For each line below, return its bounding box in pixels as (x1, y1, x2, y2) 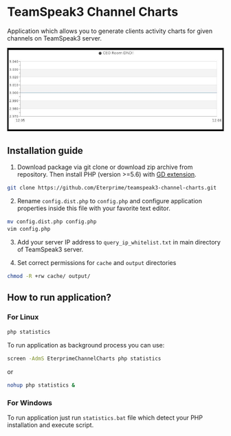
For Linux (7, 312, 39, 321)
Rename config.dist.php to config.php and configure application (16, 196, 203, 205)
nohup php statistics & (7, 382, 76, 389)
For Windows (7, 398, 53, 407)
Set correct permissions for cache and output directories (16, 258, 177, 266)
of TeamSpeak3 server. (16, 245, 84, 253)
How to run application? (7, 291, 112, 303)
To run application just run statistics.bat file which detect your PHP (7, 413, 203, 422)
